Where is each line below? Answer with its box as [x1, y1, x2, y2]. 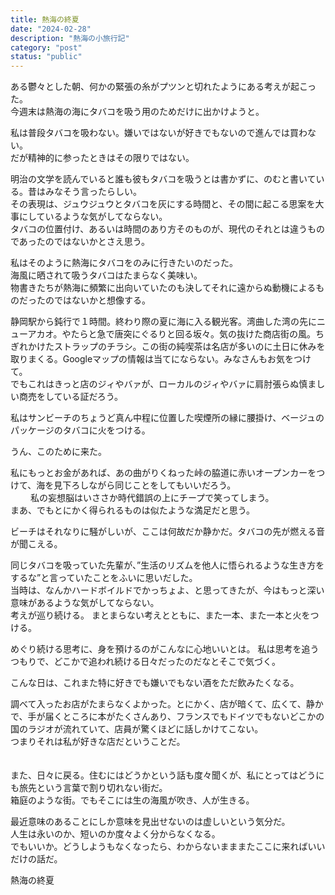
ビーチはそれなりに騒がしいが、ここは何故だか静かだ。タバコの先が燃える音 [10, 526, 325, 538]
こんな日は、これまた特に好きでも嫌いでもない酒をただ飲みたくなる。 [10, 677, 300, 689]
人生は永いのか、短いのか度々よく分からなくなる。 [10, 828, 221, 840]
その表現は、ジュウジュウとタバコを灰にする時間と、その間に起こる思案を [10, 198, 316, 210]
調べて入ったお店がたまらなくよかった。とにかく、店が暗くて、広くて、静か [10, 698, 324, 710]
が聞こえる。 [10, 538, 63, 550]
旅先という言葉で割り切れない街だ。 [18, 782, 168, 794]
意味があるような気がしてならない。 [10, 597, 160, 609]
